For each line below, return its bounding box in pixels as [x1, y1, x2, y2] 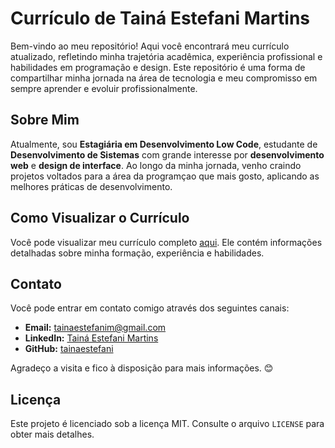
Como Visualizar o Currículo [10, 210, 190, 227]
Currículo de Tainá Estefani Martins [10, 7, 311, 30]
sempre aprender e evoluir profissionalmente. [10, 82, 198, 94]
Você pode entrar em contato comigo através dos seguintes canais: [10, 302, 290, 314]
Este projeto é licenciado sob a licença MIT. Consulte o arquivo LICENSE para [10, 418, 325, 430]
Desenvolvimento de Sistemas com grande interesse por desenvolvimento [10, 148, 325, 161]
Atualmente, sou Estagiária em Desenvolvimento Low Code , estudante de [10, 138, 318, 150]
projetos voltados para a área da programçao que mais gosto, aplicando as [10, 170, 320, 182]
